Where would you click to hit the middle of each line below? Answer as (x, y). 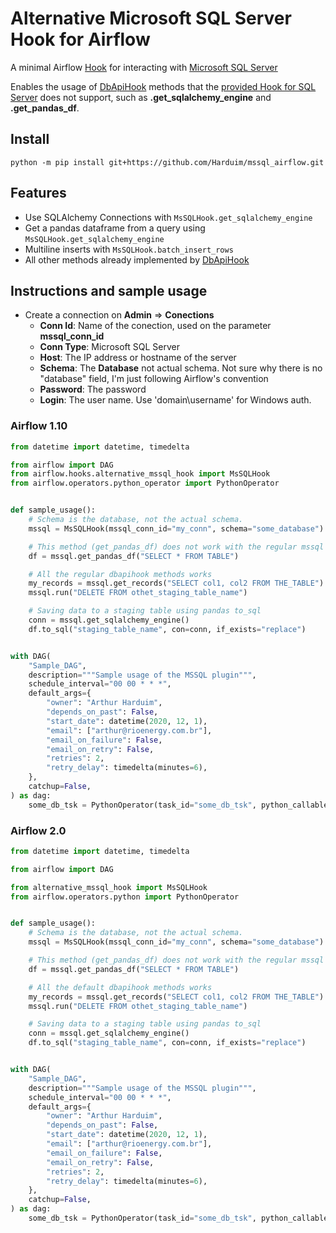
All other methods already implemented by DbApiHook (137, 259)
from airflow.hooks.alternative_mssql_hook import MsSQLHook (140, 474)
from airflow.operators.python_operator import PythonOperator (145, 483)
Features (38, 193)
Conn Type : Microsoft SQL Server (110, 347)
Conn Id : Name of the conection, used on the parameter (155, 326)
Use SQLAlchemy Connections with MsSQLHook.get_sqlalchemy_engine (168, 217)
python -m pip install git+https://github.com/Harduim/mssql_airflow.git (167, 162)
